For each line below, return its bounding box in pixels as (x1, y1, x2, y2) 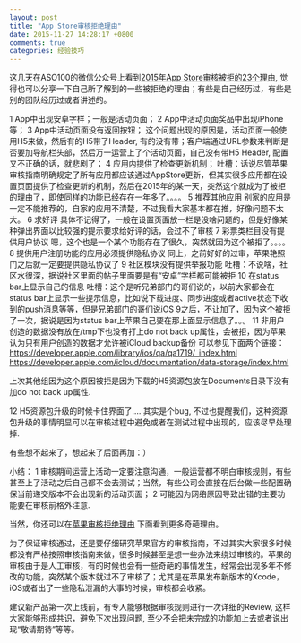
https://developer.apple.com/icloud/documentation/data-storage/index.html (9, 357, 289, 368)
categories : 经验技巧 (9, 47, 85, 56)
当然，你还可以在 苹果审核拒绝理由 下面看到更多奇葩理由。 (9, 519, 224, 529)
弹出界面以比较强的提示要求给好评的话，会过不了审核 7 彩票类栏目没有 (16, 226, 278, 236)
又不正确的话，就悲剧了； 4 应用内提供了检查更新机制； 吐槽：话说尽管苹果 (9, 159, 288, 169)
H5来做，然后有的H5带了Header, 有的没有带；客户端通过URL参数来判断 (16, 136, 281, 147)
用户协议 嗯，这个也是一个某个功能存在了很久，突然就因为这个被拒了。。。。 (16, 236, 290, 247)
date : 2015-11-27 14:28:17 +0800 (9, 30, 134, 39)
